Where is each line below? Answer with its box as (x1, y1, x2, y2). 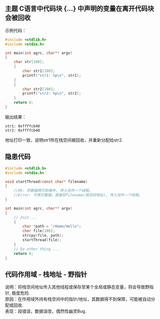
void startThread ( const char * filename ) (5, 179, 88, 184)
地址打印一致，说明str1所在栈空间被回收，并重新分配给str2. (5, 137, 123, 143)
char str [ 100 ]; (14, 60, 45, 65)
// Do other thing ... (14, 247, 60, 252)
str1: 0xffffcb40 (5, 123, 40, 129)
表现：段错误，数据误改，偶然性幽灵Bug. (5, 308, 87, 314)
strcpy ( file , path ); (22, 233, 64, 238)
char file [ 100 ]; (22, 229, 55, 234)
